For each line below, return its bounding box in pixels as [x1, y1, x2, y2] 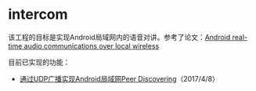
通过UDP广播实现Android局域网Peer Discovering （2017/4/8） [19, 74, 219, 83]
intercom [8, 5, 68, 24]
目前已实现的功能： [8, 57, 70, 67]
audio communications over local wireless [23, 41, 160, 50]
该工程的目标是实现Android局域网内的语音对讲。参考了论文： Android [8, 32, 231, 42]
